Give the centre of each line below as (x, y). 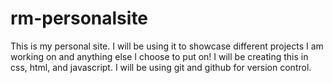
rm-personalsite (79, 18)
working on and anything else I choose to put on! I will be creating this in (159, 56)
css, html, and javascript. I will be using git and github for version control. (161, 67)
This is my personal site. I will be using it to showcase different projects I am (167, 46)
